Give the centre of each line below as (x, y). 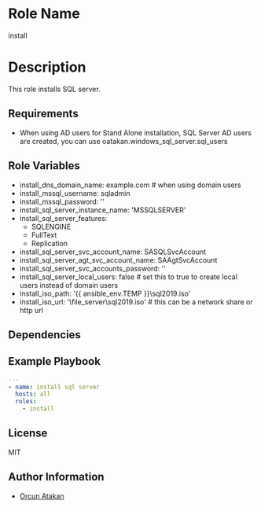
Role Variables (44, 166)
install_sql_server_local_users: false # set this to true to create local (129, 277)
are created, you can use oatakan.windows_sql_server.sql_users (123, 141)
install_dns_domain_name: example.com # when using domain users (130, 185)
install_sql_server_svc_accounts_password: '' (93, 268)
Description (47, 67)
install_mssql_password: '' (62, 201)
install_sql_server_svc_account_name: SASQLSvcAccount (113, 252)
